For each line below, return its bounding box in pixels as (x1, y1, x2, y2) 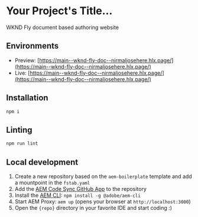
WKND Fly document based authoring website (6, 24, 119, 31)
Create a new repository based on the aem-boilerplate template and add (14, 173, 192, 180)
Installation (6, 93, 48, 103)
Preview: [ (14, 56, 40, 63)
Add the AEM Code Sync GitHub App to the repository (14, 185, 147, 192)
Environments (6, 41, 59, 51)
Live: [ (14, 69, 30, 76)
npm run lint (6, 141, 38, 146)
